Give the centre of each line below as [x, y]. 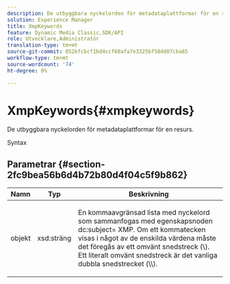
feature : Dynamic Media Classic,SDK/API [66, 33]
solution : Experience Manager [50, 20]
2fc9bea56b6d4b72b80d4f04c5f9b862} [98, 175]
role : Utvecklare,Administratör [53, 39]
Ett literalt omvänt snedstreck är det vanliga [148, 255]
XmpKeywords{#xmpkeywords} [101, 111]
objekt [21, 238]
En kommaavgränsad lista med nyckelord [144, 213]
